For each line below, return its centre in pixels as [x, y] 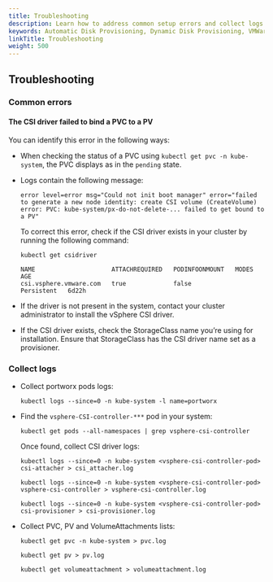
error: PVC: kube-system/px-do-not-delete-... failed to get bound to [142, 209]
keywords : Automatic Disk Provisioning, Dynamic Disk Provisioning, [127, 31]
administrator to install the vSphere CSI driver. [97, 314]
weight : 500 [28, 46]
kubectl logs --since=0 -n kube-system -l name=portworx [119, 401]
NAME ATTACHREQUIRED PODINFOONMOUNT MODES [136, 269]
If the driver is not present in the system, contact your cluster [123, 305]
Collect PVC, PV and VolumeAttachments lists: [97, 526]
